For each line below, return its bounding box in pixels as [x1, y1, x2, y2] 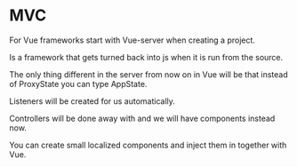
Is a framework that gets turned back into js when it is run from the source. [9, 52, 284, 62]
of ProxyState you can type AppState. [9, 78, 148, 89]
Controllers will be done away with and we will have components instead [9, 113, 276, 123]
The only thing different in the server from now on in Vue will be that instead [9, 68, 289, 80]
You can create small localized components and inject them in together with [9, 139, 287, 150]
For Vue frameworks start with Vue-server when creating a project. [9, 35, 256, 45]
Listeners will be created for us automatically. [9, 95, 176, 107]
